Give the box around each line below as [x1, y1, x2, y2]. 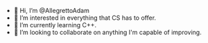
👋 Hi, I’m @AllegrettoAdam [13, 7, 90, 14]
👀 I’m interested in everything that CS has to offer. [13, 14, 157, 22]
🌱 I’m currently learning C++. [13, 21, 97, 29]
